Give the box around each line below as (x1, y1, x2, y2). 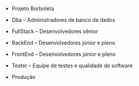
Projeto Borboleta (11, 5, 55, 12)
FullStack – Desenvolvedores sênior (11, 28, 99, 35)
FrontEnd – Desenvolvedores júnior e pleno (11, 51, 116, 58)
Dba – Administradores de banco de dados (11, 16, 116, 23)
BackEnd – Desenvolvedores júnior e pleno (11, 39, 116, 46)
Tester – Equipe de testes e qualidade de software (11, 62, 133, 69)
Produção (11, 74, 36, 80)
